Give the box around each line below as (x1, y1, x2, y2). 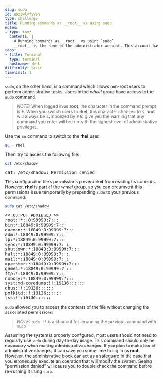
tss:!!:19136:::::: (5, 295, 51, 300)
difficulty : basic (5, 66, 42, 71)
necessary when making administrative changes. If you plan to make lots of (5, 343, 156, 348)
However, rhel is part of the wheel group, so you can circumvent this (5, 184, 142, 190)
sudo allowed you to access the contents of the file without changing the (5, 304, 149, 310)
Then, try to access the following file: (5, 151, 79, 157)
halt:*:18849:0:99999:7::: (5, 251, 69, 257)
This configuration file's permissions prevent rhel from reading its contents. (5, 179, 156, 184)
